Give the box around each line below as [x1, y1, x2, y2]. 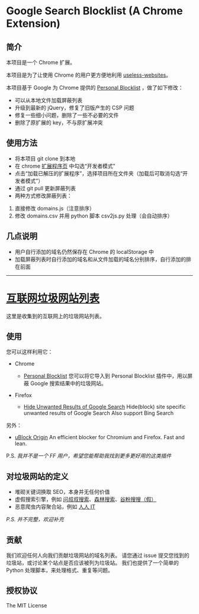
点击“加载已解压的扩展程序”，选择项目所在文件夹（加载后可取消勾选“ [14, 169, 183, 177]
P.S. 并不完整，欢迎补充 [6, 516, 64, 523]
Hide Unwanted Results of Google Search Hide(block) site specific [23, 403, 186, 411]
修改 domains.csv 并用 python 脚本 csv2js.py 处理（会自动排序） [14, 212, 173, 219]
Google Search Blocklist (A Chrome [6, 4, 183, 18]
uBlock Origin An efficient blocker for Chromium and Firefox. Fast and [14, 434, 185, 441]
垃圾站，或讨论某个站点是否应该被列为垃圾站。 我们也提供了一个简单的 [6, 559, 179, 566]
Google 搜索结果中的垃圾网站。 [30, 380, 107, 387]
